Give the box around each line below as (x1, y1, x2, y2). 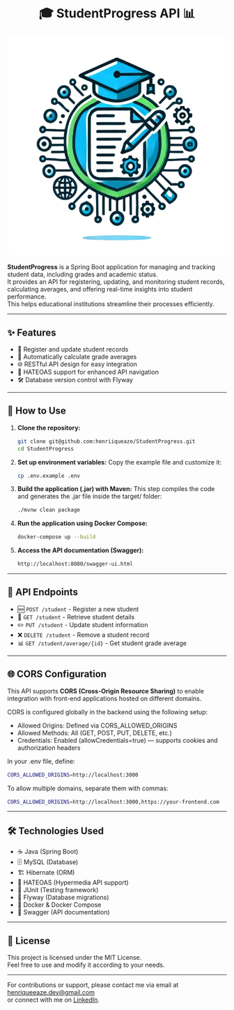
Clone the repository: (17, 423, 81, 432)
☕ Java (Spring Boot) (17, 847, 79, 856)
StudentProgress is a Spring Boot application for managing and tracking (7, 263, 216, 271)
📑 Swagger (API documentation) (17, 908, 110, 917)
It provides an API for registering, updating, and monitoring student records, (7, 278, 225, 286)
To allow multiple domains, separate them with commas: (7, 784, 169, 792)
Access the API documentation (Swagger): (17, 546, 144, 555)
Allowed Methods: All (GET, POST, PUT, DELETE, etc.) (17, 728, 173, 737)
